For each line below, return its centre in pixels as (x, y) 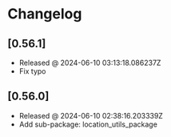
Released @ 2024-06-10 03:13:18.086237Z (90, 62)
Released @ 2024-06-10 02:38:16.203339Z (91, 115)
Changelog (45, 14)
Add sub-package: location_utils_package (88, 124)
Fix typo (32, 71)
